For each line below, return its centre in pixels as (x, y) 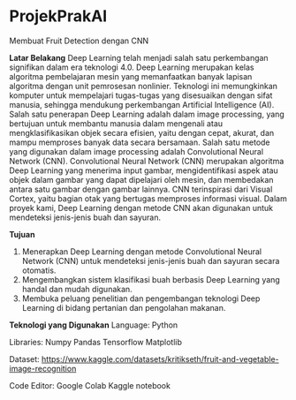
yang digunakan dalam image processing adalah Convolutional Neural (136, 151)
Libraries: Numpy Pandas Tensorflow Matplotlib (96, 342)
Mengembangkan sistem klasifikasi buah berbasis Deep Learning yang (151, 279)
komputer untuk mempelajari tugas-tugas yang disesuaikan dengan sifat (141, 95)
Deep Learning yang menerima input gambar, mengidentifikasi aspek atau (144, 170)
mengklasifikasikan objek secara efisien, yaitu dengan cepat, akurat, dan (142, 132)
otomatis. (39, 270)
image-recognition (43, 368)
